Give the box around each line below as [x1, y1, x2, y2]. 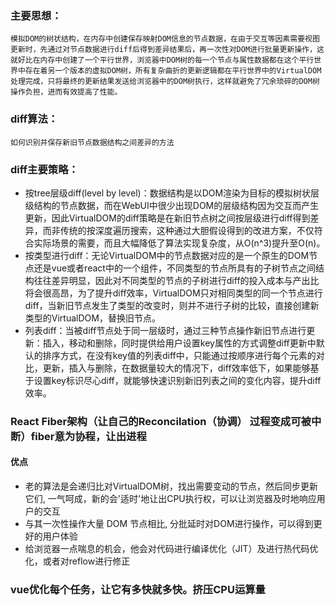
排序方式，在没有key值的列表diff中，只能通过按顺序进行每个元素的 [42, 349, 317, 361]
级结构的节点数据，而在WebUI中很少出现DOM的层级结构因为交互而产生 [24, 199, 320, 211]
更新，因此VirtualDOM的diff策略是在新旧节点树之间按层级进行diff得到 [24, 212, 311, 224]
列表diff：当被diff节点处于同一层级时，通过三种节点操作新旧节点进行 [24, 324, 307, 336]
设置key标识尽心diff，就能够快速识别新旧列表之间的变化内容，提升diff [33, 374, 322, 386]
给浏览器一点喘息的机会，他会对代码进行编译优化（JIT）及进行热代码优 [24, 543, 319, 555]
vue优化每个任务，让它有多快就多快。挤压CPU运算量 [10, 582, 266, 596]
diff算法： [10, 112, 59, 126]
